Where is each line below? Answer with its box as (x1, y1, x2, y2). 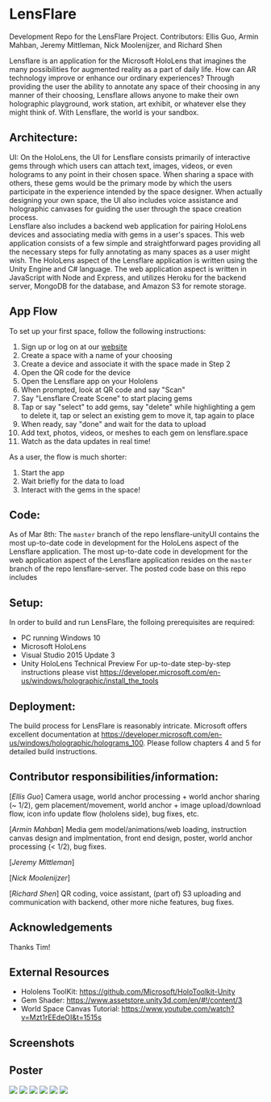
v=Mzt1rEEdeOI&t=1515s (20, 1012, 102, 1023)
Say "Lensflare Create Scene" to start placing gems (20, 393, 193, 403)
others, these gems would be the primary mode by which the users (9, 178, 232, 188)
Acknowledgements (9, 921, 113, 935)
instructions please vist (20, 668, 98, 678)
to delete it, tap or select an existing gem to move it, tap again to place (20, 410, 255, 420)
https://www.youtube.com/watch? (121, 1004, 235, 1014)
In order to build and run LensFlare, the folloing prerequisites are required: (9, 618, 255, 627)
